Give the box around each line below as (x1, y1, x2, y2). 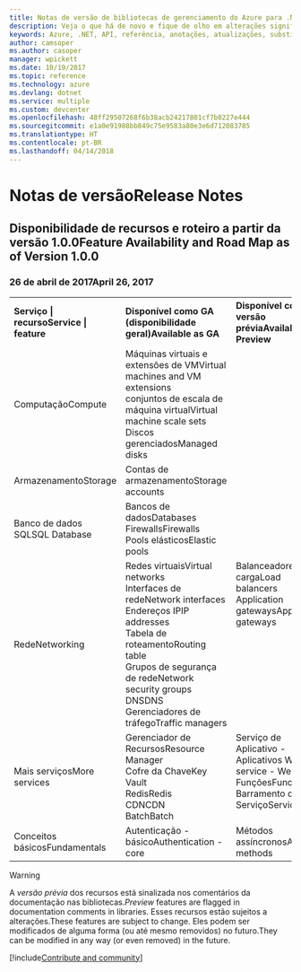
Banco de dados (13, 517, 82, 530)
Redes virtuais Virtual (125, 559, 212, 572)
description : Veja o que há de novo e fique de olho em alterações (9, 22, 267, 31)
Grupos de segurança (125, 661, 218, 673)
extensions (125, 381, 172, 393)
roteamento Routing (125, 638, 207, 651)
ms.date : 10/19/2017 (9, 64, 87, 73)
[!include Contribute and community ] (9, 952, 143, 963)
